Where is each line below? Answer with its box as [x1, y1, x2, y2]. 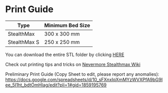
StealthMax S [8, 38, 39, 45]
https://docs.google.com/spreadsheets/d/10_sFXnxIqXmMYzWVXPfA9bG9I [5, 76, 163, 82]
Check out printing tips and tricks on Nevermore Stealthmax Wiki [5, 61, 141, 67]
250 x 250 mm [44, 38, 80, 45]
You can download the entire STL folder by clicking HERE [5, 52, 124, 58]
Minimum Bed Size [44, 22, 91, 29]
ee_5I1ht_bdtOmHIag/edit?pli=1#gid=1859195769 [5, 82, 107, 88]
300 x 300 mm [44, 30, 80, 37]
